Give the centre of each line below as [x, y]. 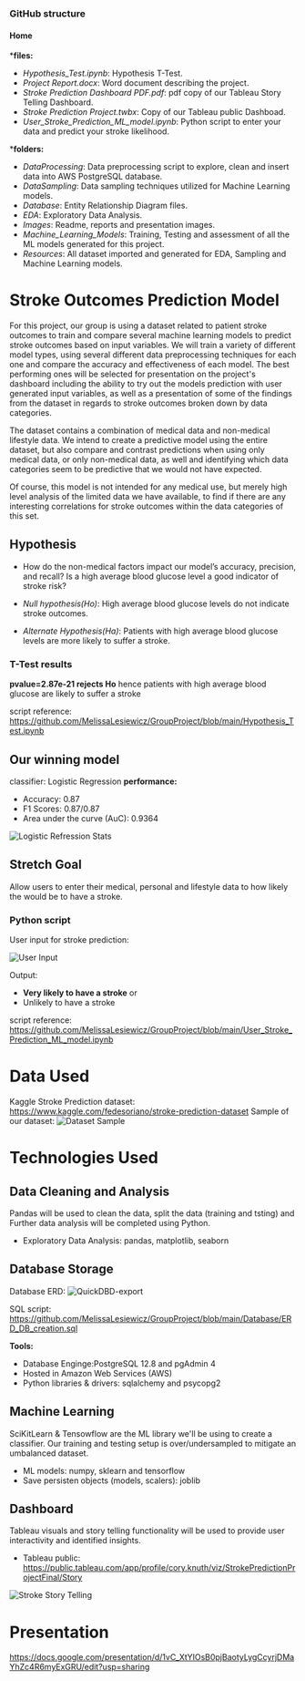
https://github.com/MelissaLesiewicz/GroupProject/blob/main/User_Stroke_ [151, 1030]
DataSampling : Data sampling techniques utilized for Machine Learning [156, 186]
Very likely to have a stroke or [80, 993]
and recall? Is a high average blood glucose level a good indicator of [151, 576]
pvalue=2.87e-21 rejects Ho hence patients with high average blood [138, 684]
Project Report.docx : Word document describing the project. [136, 83]
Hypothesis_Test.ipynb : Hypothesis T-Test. [103, 73]
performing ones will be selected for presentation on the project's [133, 374]
